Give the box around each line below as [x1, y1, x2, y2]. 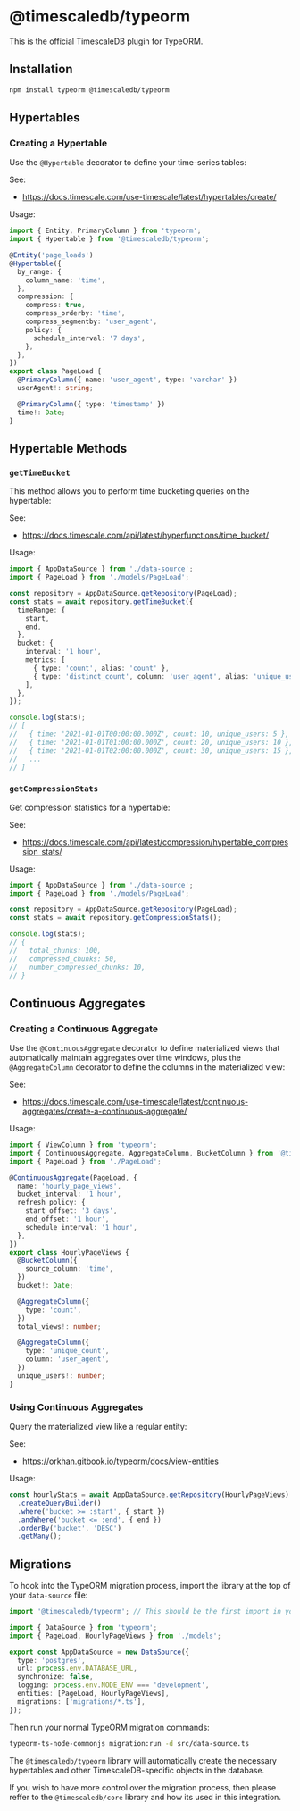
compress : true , [25, 301, 87, 310]
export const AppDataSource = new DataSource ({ [9, 1648, 190, 1657]
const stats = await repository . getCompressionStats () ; [9, 914, 221, 922]
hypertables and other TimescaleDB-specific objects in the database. [9, 1765, 265, 1775]
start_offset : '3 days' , [25, 1206, 118, 1215]
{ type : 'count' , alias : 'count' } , [32, 663, 170, 672]
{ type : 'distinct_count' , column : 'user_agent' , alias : [32, 672, 250, 680]
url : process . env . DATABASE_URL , [17, 1664, 138, 1673]
